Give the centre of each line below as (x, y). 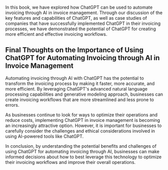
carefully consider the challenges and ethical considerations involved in (80, 131)
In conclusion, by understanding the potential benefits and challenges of (81, 146)
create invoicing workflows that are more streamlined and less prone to (80, 99)
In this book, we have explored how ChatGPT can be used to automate (79, 7)
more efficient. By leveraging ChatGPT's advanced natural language (76, 89)
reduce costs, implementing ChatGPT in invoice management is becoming (83, 120)
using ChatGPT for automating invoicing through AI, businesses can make (82, 151)
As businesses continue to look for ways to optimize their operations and (81, 115)
